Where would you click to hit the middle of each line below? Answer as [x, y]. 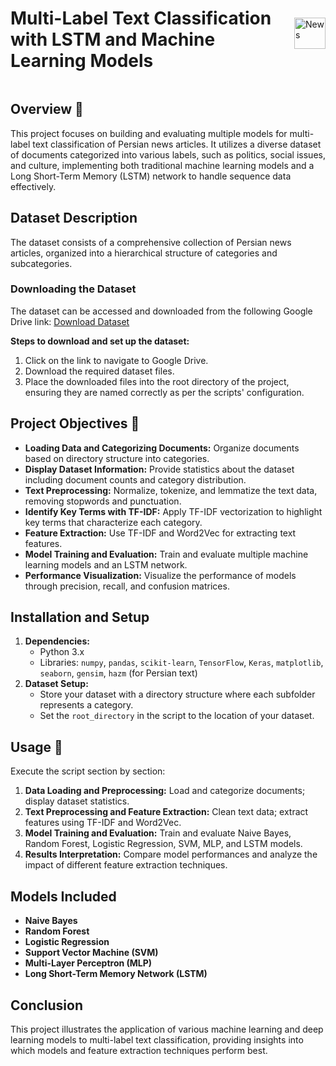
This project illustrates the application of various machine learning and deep [167, 1029]
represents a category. [86, 705]
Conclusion [47, 1005]
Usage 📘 [36, 747]
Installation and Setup [80, 617]
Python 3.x [62, 652]
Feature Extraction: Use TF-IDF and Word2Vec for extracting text [160, 533]
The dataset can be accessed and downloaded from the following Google [161, 311]
